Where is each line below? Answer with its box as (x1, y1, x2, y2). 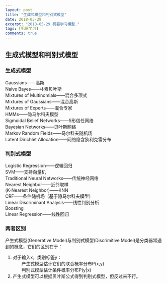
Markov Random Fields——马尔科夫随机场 (5, 130, 93, 136)
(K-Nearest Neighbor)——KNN (5, 187, 69, 193)
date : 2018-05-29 (5, 17, 42, 22)
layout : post (5, 7, 33, 13)
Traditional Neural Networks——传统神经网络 (5, 175, 99, 181)
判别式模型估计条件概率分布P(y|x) (21, 267, 92, 273)
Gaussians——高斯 (5, 79, 45, 86)
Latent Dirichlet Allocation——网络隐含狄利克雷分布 (5, 136, 112, 142)
